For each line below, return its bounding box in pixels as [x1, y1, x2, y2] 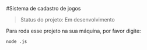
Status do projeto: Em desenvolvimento [20, 16, 115, 23]
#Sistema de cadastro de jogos [6, 5, 81, 12]
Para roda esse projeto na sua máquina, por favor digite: [6, 27, 141, 34]
